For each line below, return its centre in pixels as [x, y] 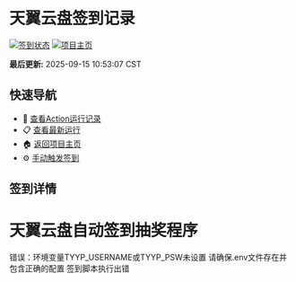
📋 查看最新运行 [51, 129]
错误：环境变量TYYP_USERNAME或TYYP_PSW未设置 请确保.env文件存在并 [148, 258]
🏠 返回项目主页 [52, 144]
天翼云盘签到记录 [73, 18]
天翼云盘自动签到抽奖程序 [104, 231]
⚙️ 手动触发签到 [51, 157]
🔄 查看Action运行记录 [61, 119]
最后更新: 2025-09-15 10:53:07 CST [75, 64]
